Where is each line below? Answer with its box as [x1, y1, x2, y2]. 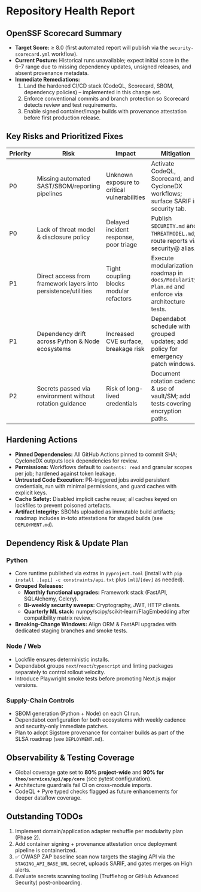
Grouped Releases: [14, 582, 64, 590]
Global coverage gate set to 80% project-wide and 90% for [14, 768, 165, 776]
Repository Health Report [6, 4, 135, 18]
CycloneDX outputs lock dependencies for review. [14, 457, 139, 464]
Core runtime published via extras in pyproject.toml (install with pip [14, 570, 182, 577]
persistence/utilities [36, 287, 93, 295]
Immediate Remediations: [14, 76, 80, 83]
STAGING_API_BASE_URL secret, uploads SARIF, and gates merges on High [14, 860, 193, 867]
